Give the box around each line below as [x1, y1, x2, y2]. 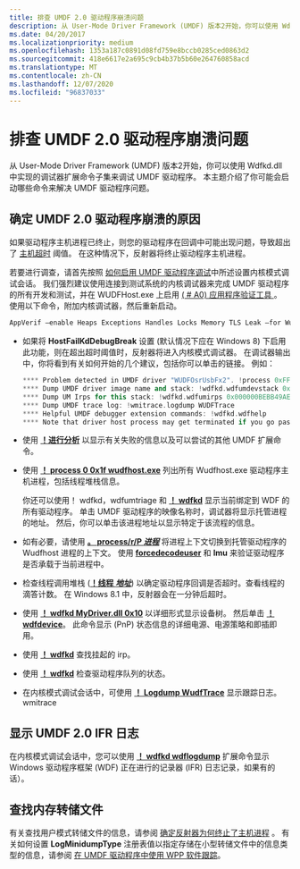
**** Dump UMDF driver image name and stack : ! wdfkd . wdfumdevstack [21, 384, 279, 393]
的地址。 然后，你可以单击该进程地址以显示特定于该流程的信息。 [21, 518, 260, 528]
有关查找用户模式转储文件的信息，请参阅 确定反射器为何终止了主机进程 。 [9, 828, 279, 838]
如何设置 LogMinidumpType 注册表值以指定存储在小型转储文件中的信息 [16, 839, 280, 849]
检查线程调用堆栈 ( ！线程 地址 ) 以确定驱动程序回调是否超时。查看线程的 [21, 578, 286, 588]
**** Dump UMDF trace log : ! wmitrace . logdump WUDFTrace [21, 401, 235, 409]
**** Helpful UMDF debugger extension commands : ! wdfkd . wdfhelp [21, 409, 267, 418]
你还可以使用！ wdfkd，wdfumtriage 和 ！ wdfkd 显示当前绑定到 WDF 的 [21, 495, 290, 506]
